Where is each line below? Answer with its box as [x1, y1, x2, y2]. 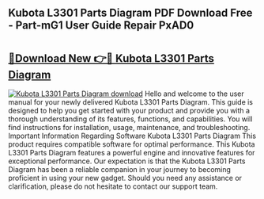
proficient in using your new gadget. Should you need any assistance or [8, 174, 243, 182]
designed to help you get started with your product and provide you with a [8, 106, 251, 115]
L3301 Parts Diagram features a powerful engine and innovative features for [8, 148, 255, 157]
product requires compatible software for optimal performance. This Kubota [8, 140, 255, 149]
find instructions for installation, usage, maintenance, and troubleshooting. [8, 123, 251, 132]
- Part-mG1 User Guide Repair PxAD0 [8, 19, 194, 33]
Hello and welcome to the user [145, 89, 245, 98]
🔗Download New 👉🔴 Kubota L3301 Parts [8, 52, 215, 65]
